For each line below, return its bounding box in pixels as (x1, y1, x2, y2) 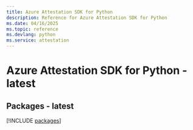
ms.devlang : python (6, 32, 56, 38)
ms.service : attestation (6, 37, 69, 43)
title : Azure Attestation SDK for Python (6, 9, 113, 15)
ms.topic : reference (6, 26, 59, 32)
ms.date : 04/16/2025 (6, 20, 59, 26)
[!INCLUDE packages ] (6, 117, 61, 124)
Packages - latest (6, 101, 74, 111)
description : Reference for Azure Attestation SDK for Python (6, 15, 167, 21)
